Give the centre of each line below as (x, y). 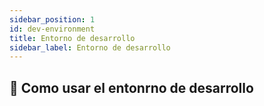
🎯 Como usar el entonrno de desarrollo (131, 87)
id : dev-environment (52, 29)
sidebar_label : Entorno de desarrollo (90, 47)
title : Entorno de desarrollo (72, 38)
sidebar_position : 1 (52, 19)
